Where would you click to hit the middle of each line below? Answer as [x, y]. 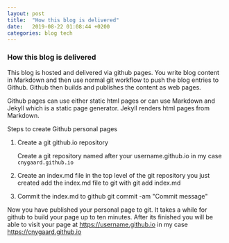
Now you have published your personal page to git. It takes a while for [107, 210]
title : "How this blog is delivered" [63, 20]
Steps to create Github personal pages [62, 128]
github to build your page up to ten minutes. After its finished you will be [110, 217]
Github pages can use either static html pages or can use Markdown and [111, 101]
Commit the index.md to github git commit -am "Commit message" [112, 196]
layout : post [26, 14]
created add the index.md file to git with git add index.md [99, 183]
